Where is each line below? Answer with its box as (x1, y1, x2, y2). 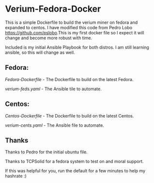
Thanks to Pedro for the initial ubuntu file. (5, 149, 88, 155)
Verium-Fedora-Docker (5, 3, 101, 15)
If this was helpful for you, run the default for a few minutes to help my (5, 168, 145, 174)
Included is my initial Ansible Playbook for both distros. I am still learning (5, 44, 149, 50)
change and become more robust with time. (5, 35, 92, 41)
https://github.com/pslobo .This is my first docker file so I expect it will (5, 30, 144, 35)
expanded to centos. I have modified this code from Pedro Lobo (5, 24, 132, 30)
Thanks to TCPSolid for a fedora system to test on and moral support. (5, 159, 144, 165)
